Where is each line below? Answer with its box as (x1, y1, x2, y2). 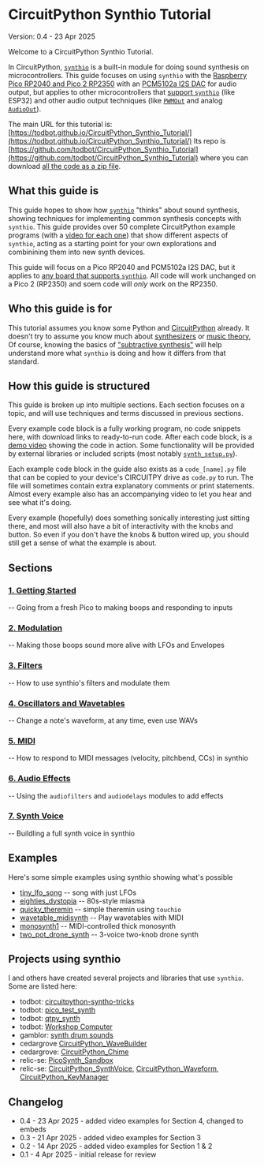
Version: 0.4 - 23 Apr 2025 (8, 32, 96, 41)
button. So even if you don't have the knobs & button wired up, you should (8, 530, 250, 540)
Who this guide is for (8, 302, 113, 316)
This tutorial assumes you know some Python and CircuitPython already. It (8, 323, 250, 332)
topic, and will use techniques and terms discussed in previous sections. (8, 409, 244, 418)
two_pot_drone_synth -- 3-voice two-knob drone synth (19, 929, 199, 939)
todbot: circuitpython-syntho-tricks (19, 997, 135, 1007)
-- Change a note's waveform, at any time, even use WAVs (8, 716, 199, 725)
